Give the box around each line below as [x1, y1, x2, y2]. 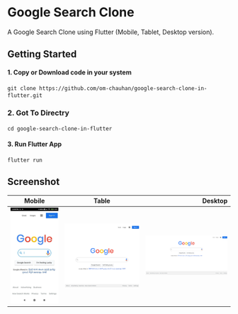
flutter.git [7, 91, 42, 99]
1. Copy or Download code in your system [7, 68, 132, 77]
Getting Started [7, 48, 77, 60]
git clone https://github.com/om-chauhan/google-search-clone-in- [7, 84, 208, 92]
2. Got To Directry [7, 108, 69, 118]
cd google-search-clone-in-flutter [7, 125, 113, 132]
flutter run [7, 157, 42, 164]
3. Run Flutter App [7, 140, 62, 149]
